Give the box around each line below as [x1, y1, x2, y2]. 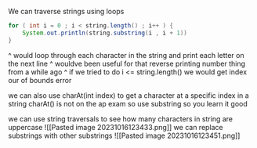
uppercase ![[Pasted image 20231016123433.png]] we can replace [8, 122, 223, 132]
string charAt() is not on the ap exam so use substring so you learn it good [8, 99, 248, 108]
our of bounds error [8, 75, 72, 85]
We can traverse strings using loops [8, 7, 125, 16]
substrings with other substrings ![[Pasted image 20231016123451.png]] [8, 131, 241, 140]
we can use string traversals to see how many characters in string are [8, 114, 233, 124]
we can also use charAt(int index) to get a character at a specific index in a [8, 90, 249, 100]
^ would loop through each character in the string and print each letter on [8, 50, 244, 60]
